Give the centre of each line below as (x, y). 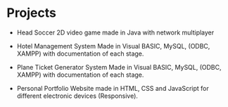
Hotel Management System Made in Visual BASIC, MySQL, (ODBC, (113, 46)
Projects (32, 13)
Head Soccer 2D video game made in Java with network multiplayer (115, 32)
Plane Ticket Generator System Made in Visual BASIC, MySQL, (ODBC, (119, 67)
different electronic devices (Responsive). (77, 96)
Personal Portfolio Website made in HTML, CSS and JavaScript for (113, 88)
